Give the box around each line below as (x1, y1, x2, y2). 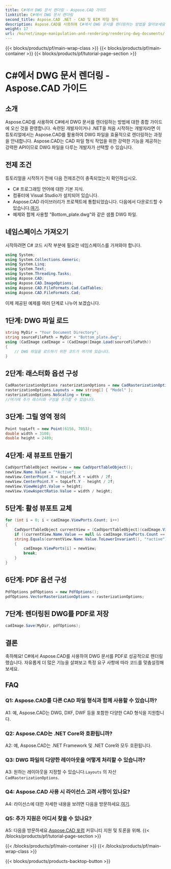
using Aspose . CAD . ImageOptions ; (5, 280, 74, 285)
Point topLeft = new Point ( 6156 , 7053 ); (5, 426, 93, 431)
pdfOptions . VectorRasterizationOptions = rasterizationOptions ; (5, 594, 145, 599)
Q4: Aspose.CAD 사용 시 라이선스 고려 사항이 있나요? (5, 788, 131, 795)
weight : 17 (5, 26, 28, 32)
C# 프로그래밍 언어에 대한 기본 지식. (12, 186, 84, 192)
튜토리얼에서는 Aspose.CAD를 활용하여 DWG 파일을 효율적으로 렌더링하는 (5, 132, 153, 137)
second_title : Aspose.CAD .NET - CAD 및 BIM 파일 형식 (5, 17, 119, 22)
